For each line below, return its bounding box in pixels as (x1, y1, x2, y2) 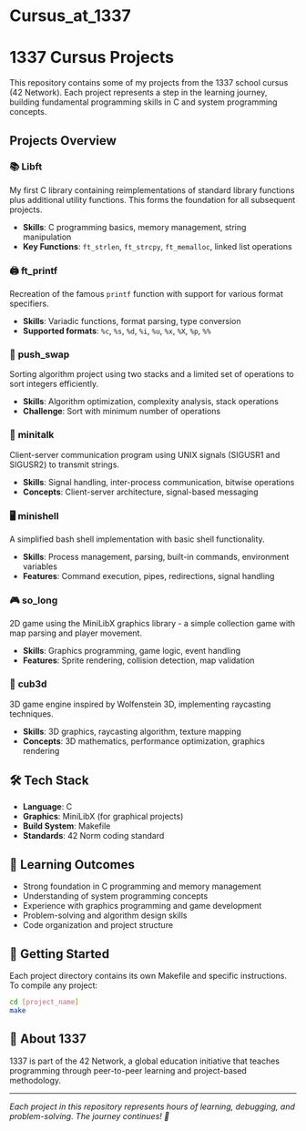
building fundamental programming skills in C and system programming (9, 97, 278, 107)
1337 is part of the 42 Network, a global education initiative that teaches (9, 1055, 280, 1066)
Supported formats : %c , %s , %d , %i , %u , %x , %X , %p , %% (22, 325, 211, 337)
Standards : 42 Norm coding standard (22, 830, 165, 841)
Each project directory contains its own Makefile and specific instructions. (9, 971, 287, 982)
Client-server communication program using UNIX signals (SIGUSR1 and (9, 449, 280, 460)
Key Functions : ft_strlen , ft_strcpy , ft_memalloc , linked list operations (22, 240, 293, 251)
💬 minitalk (9, 429, 55, 442)
